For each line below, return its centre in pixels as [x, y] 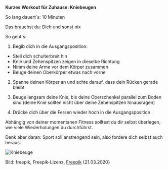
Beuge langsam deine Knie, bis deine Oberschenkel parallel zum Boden [87, 97]
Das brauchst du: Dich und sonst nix [43, 27]
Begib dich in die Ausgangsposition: [50, 46]
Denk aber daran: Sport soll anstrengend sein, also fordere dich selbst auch [84, 137]
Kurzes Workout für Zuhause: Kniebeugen [51, 7]
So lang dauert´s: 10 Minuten [35, 17]
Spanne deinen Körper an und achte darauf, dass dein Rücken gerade [85, 82]
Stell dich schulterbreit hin [40, 56]
